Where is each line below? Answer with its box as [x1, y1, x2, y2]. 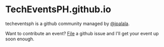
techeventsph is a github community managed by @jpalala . [5, 20, 130, 27]
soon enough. [5, 36, 35, 42]
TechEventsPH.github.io [5, 4, 111, 15]
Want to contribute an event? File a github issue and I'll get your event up [5, 30, 159, 36]
